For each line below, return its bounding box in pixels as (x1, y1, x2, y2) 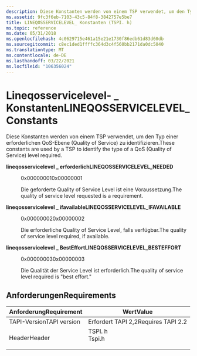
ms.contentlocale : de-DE (6, 52, 67, 58)
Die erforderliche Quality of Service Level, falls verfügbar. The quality (21, 227, 186, 234)
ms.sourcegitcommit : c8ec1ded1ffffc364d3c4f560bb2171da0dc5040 (6, 42, 164, 48)
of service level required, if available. (21, 233, 110, 240)
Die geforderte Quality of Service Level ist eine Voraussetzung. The (21, 186, 182, 193)
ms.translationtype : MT (6, 47, 64, 53)
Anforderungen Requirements (6, 290, 116, 300)
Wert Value (122, 308, 153, 316)
